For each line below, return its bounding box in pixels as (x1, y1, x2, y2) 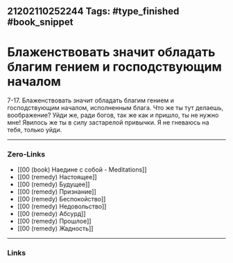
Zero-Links (7, 149, 46, 159)
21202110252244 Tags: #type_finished (7, 6, 180, 17)
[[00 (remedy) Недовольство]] (17, 202, 107, 210)
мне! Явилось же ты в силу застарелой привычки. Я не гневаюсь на (7, 118, 209, 127)
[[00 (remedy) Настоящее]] (17, 172, 97, 181)
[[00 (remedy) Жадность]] (17, 224, 94, 233)
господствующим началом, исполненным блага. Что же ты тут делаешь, (7, 104, 224, 112)
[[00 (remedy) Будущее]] (17, 180, 90, 188)
